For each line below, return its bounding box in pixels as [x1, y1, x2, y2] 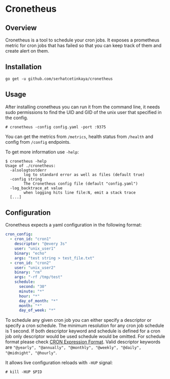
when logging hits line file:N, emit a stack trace [23, 190, 136, 195]
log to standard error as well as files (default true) [23, 172, 145, 177]
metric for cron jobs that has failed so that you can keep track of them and [5, 42, 162, 49]
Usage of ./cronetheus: [5, 163, 56, 168]
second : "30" [18, 284, 47, 289]
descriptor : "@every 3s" [14, 241, 67, 247]
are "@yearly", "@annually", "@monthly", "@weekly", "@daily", [5, 344, 141, 350]
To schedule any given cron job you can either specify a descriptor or [5, 317, 152, 323]
